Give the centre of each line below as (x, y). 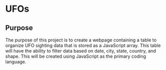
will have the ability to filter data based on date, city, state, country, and (81, 51)
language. (16, 62)
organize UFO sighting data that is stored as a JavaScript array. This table (83, 45)
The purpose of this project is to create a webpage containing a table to (81, 40)
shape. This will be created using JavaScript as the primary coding (76, 56)
